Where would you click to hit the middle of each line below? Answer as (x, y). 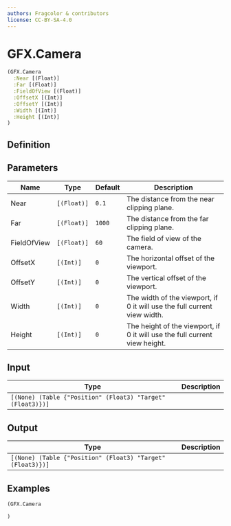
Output (22, 427)
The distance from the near (170, 198)
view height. (146, 343)
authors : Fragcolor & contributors (58, 13)
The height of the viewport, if (174, 325)
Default (108, 187)
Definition (29, 145)
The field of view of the (164, 238)
